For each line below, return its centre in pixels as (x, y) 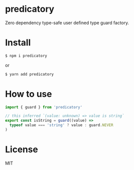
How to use (29, 94)
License (22, 150)
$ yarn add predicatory (30, 74)
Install (18, 43)
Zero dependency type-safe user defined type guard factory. (67, 23)
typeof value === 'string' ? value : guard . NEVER (61, 125)
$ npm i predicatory (26, 56)
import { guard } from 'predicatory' (44, 107)
